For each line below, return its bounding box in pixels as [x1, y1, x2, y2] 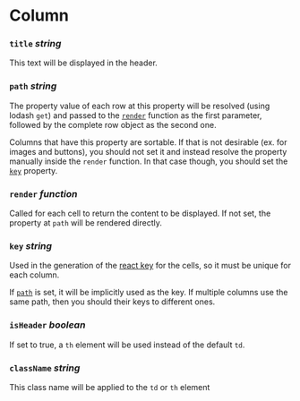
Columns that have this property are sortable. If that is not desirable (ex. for [9, 136, 287, 148]
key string [9, 240, 52, 252]
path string [9, 80, 57, 92]
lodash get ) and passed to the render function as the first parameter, [9, 109, 262, 121]
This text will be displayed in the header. [9, 57, 159, 68]
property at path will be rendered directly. [9, 218, 163, 228]
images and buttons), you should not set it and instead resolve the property [9, 146, 287, 157]
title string [9, 38, 62, 50]
